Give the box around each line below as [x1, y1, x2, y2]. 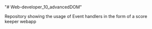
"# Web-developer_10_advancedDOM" [4, 4, 82, 10]
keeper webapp [4, 19, 36, 24]
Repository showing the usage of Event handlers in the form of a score [4, 14, 148, 19]
